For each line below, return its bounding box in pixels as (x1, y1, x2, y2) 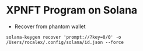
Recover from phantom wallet (14, 23, 86, 30)
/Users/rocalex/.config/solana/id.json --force (6, 39, 124, 45)
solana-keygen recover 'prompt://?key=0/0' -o (6, 34, 121, 40)
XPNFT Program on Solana (6, 4, 138, 17)
